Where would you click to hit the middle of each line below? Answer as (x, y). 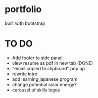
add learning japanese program (45, 79)
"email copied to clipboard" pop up (48, 68)
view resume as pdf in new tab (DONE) (53, 63)
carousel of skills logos (36, 90)
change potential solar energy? (44, 84)
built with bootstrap (25, 23)
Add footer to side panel (37, 58)
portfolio (23, 9)
